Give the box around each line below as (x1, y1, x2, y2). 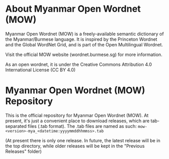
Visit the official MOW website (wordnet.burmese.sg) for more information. (5, 51, 162, 58)
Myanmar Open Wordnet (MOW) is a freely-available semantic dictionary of (5, 31, 164, 37)
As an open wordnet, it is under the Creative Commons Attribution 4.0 (5, 61, 152, 67)
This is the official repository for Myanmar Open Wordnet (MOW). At (5, 112, 149, 118)
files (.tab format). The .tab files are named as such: (28, 123, 137, 129)
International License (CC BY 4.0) (5, 67, 76, 73)
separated (5, 123, 27, 129)
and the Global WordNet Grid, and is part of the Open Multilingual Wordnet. (5, 41, 163, 47)
